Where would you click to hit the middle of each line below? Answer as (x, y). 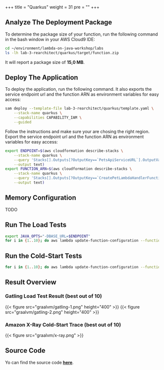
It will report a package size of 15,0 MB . (45, 62)
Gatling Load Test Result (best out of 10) (54, 296)
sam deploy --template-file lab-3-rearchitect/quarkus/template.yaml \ (79, 109)
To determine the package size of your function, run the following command (82, 34)
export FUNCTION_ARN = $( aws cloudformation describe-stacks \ (69, 169)
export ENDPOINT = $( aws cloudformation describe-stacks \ (64, 151)
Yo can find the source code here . (40, 362)
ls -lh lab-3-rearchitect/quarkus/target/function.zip (62, 53)
